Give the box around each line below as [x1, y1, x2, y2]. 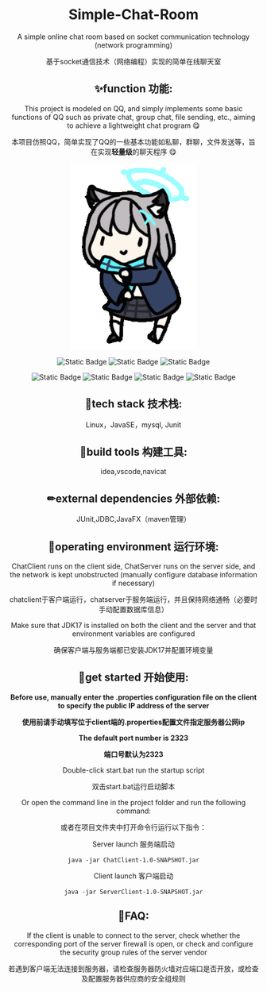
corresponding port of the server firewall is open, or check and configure [14, 939, 253, 948]
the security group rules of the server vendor [59, 947, 208, 957]
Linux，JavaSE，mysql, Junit [86, 419, 181, 430]
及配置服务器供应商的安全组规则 [81, 974, 186, 983]
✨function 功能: [94, 82, 173, 96]
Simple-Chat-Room [68, 6, 199, 24]
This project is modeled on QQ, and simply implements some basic [24, 103, 243, 113]
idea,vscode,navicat [100, 467, 167, 476]
